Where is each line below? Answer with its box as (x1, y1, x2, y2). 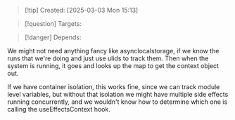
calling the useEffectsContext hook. (7, 105, 110, 113)
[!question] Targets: (24, 20, 82, 27)
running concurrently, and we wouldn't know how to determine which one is (7, 98, 228, 106)
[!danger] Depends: (24, 33, 82, 41)
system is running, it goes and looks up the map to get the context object (7, 62, 220, 69)
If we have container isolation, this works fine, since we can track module (7, 83, 220, 91)
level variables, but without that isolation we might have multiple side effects (7, 91, 229, 98)
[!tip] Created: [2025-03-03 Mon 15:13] (24, 6, 139, 14)
